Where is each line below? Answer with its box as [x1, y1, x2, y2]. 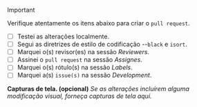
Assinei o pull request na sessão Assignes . [17, 56, 143, 64]
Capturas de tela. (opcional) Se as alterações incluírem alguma [7, 85, 190, 93]
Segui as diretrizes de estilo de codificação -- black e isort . [17, 40, 188, 49]
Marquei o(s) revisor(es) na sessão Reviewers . [17, 48, 150, 56]
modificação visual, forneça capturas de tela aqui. [7, 92, 152, 100]
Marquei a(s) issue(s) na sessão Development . [17, 71, 152, 80]
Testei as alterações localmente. [17, 32, 109, 40]
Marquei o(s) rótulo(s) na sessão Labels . [17, 63, 133, 71]
